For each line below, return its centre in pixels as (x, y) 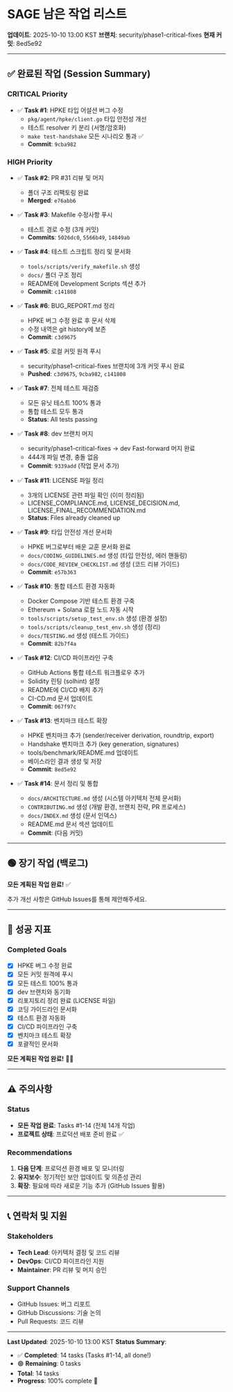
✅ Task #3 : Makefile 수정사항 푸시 (65, 214)
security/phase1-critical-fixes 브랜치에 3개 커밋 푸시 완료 (106, 366)
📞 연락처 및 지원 (37, 1216)
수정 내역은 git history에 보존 (67, 329)
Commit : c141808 (52, 291)
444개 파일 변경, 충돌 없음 (63, 457)
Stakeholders (30, 1237)
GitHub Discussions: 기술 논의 (59, 1313)
